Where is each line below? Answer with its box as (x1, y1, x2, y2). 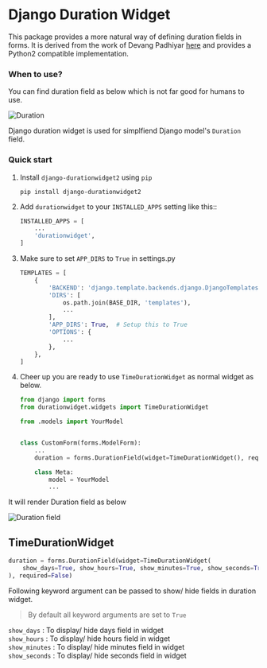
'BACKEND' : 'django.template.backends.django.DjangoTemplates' (48, 284, 262, 292)
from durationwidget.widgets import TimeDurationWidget (19, 403, 209, 411)
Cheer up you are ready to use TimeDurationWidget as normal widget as (19, 372, 254, 382)
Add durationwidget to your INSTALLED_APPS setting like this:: (19, 201, 218, 212)
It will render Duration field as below (8, 497, 127, 507)
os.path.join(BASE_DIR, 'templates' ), (62, 298, 192, 307)
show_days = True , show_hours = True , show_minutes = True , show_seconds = (22, 564, 254, 572)
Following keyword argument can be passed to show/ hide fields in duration (8, 586, 257, 596)
